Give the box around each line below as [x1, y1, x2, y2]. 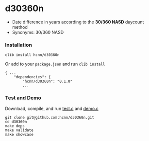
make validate [5, 127, 34, 133]
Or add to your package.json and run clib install [5, 61, 105, 67]
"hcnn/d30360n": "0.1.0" [22, 79, 73, 84]
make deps [5, 123, 25, 128]
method [12, 24, 28, 30]
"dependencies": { [14, 75, 51, 80]
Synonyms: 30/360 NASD [12, 29, 64, 35]
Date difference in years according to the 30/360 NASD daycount [12, 19, 144, 25]
